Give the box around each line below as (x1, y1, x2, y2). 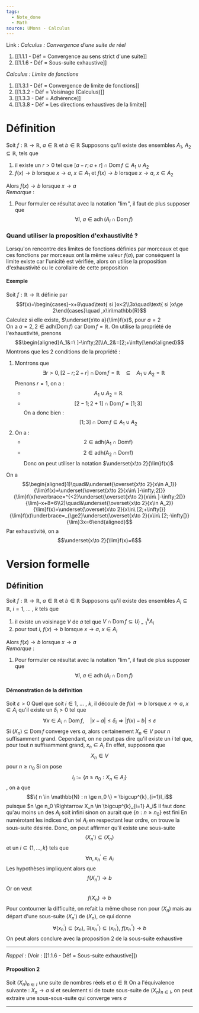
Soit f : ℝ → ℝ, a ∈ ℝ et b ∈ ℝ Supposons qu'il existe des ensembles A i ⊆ (6, 597, 188, 606)
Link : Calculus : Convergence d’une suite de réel (6, 41, 126, 49)
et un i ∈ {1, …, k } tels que (6, 844, 69, 851)
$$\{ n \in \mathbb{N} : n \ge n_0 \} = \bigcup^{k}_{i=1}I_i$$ (26, 793, 173, 800)
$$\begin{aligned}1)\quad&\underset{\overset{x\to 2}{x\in (22, 480, 164, 487)
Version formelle (6, 558, 90, 571)
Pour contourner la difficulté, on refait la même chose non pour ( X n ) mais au (6, 905, 192, 914)
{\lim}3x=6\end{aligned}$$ (66, 518, 133, 525)
